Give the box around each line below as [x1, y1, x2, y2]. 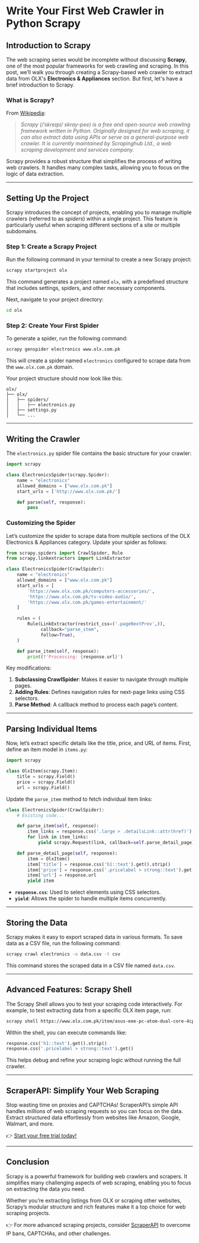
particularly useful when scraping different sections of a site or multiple [6, 221, 181, 229]
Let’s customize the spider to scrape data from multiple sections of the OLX [6, 532, 191, 539]
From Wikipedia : [6, 110, 46, 117]
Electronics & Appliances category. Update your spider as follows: [6, 538, 168, 546]
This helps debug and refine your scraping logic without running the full [6, 1057, 181, 1064]
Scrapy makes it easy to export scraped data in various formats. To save [6, 933, 183, 941]
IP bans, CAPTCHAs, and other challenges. [6, 1229, 111, 1237]
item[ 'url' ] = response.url [27, 872, 97, 878]
